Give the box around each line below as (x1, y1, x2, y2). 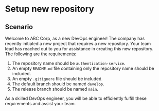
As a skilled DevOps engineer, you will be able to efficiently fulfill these (5, 95, 147, 101)
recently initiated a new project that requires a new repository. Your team (5, 41, 151, 47)
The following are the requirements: (5, 51, 77, 57)
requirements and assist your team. (5, 101, 76, 106)
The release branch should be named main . (12, 86, 99, 92)
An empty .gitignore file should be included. (12, 76, 103, 81)
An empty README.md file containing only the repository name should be (12, 65, 155, 71)
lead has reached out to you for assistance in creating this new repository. (5, 46, 154, 51)
